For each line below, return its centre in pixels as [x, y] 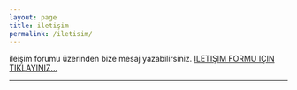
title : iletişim [39, 26]
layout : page [33, 17]
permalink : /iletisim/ [51, 34]
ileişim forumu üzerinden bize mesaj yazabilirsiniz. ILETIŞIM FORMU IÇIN [142, 59]
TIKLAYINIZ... [34, 68]
